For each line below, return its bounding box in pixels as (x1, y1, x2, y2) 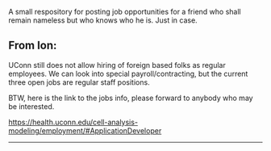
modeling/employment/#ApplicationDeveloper (8, 125, 162, 136)
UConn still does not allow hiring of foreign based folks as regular (8, 60, 226, 69)
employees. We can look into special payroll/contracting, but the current (8, 69, 248, 78)
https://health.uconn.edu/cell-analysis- (8, 117, 139, 127)
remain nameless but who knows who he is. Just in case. (8, 15, 198, 25)
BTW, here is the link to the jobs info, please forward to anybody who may (8, 93, 253, 103)
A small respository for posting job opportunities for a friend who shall (8, 7, 241, 16)
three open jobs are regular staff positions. (8, 77, 151, 87)
